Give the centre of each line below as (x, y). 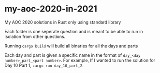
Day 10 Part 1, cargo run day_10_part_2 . (44, 65)
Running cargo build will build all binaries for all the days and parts (71, 46)
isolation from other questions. (35, 36)
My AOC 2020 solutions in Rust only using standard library (63, 22)
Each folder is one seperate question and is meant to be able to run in (74, 31)
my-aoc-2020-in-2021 (51, 9)
